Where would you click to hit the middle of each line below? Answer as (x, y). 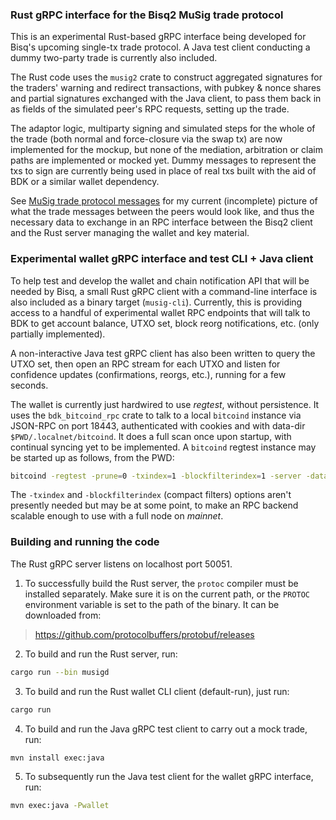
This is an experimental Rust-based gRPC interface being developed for (158, 37)
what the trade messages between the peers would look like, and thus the (162, 212)
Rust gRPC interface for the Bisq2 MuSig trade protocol (147, 15)
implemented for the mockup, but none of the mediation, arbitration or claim (166, 150)
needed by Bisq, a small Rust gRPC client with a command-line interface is (164, 291)
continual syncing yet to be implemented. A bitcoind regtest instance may (163, 447)
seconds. (29, 385)
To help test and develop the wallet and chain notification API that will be (160, 280)
